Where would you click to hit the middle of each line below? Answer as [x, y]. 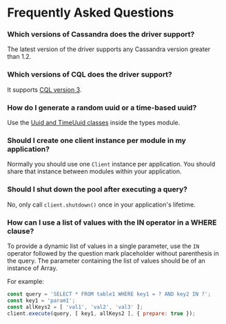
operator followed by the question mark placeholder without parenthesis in [113, 253]
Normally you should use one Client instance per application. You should [111, 164]
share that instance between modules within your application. [94, 171]
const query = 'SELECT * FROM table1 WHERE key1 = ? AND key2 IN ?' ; [109, 294]
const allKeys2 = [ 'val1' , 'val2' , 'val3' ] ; [75, 307]
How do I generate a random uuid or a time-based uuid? [102, 107]
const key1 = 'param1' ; [41, 301]
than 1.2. [19, 57]
